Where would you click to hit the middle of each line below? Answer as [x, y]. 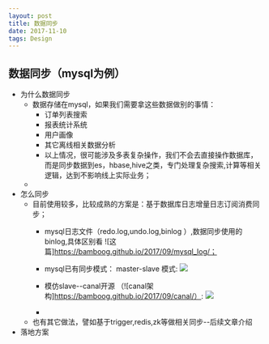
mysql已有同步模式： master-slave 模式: [111, 269]
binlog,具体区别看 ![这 [81, 242]
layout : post [30, 16]
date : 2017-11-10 [38, 31]
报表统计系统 [66, 125]
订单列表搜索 [66, 115]
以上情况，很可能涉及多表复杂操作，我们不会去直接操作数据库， [151, 155]
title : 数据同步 [33, 23]
